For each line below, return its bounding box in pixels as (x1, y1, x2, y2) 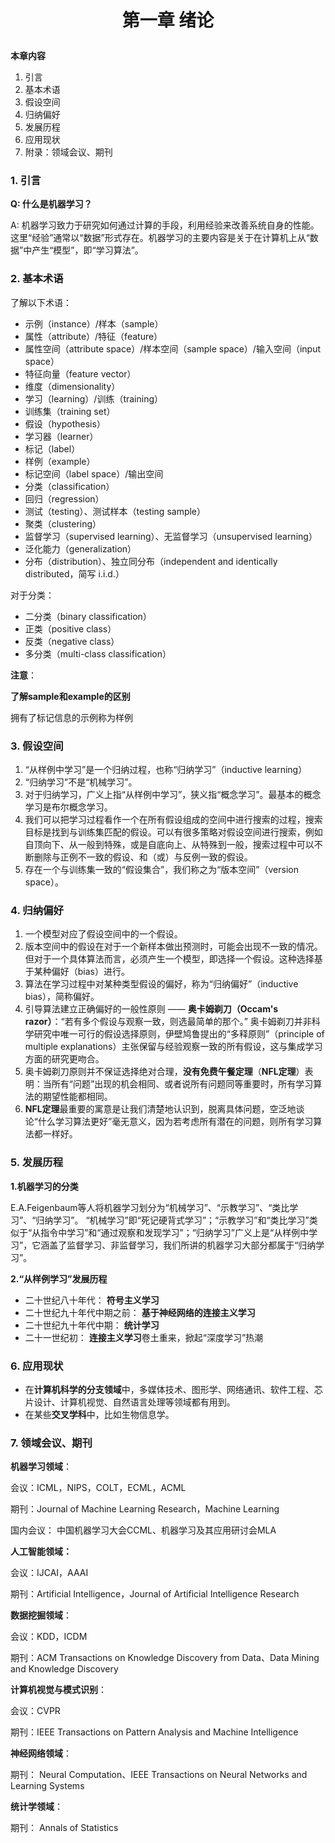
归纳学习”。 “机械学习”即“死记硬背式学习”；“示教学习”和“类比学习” (35, 1214, 310, 1226)
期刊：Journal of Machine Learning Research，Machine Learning (10, 1503, 280, 1515)
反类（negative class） (24, 635, 120, 647)
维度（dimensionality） (24, 380, 121, 392)
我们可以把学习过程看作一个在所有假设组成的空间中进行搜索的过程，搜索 (24, 814, 323, 826)
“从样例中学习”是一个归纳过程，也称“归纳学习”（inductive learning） (24, 764, 308, 776)
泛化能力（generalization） (24, 542, 137, 555)
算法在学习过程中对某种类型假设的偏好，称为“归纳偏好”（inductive (24, 978, 299, 990)
